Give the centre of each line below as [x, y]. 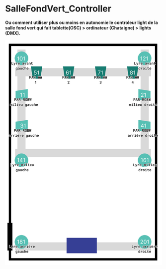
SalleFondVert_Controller [58, 9]
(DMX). [13, 33]
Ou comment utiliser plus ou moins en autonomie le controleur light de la [82, 22]
